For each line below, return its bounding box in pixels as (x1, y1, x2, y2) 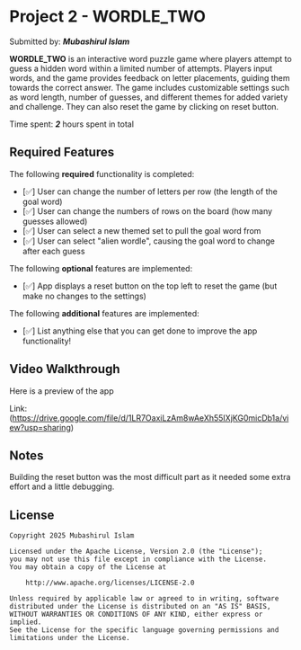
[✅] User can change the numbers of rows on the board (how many (22, 205, 272, 217)
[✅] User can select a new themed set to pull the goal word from (22, 225, 261, 236)
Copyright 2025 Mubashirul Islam (9, 531, 135, 540)
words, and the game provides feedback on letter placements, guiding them (9, 72, 290, 83)
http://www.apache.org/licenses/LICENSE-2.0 (25, 578, 195, 588)
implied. (9, 618, 42, 627)
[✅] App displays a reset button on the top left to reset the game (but (22, 280, 278, 291)
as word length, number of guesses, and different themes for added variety (9, 92, 288, 102)
